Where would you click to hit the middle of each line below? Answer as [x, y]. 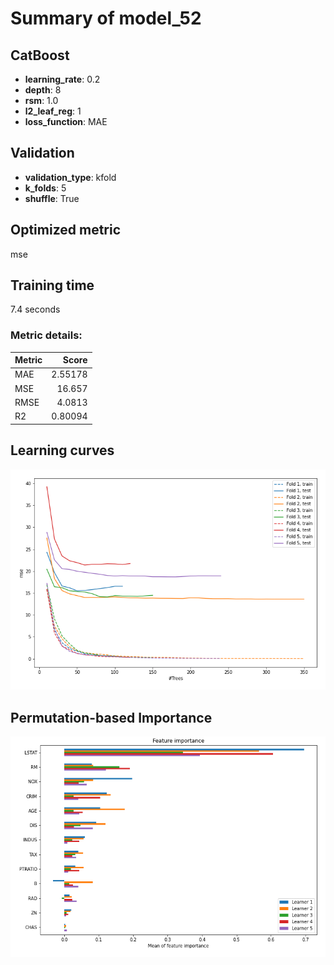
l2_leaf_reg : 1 [53, 111]
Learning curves [62, 450]
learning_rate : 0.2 [62, 79]
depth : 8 [43, 90]
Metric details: [46, 335]
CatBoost [40, 55]
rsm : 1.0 [41, 100]
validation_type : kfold [70, 177]
